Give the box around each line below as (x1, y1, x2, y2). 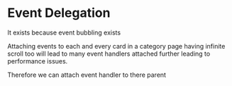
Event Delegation (7, 5, 111, 21)
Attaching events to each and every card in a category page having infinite (7, 42, 226, 50)
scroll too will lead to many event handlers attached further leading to (7, 49, 211, 58)
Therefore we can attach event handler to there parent (7, 70, 167, 79)
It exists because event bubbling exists (7, 28, 121, 37)
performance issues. (7, 56, 68, 65)
